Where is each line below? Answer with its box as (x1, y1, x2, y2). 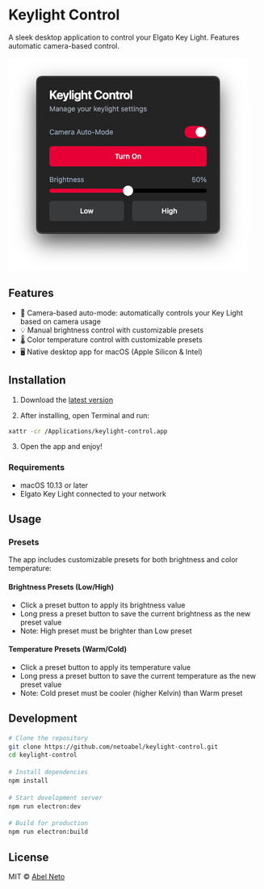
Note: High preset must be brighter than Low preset (19, 625, 192, 636)
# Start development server (8, 794, 103, 802)
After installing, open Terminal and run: (19, 410, 150, 420)
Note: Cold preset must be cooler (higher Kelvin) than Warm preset (19, 688, 243, 697)
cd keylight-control (8, 751, 78, 760)
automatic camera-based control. (8, 40, 119, 50)
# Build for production (8, 819, 89, 828)
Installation (8, 374, 66, 387)
